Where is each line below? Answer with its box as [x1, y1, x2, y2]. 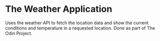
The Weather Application [5, 3, 112, 15]
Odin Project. [5, 30, 33, 36]
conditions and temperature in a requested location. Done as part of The [5, 25, 155, 31]
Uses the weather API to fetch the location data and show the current [5, 20, 149, 26]
